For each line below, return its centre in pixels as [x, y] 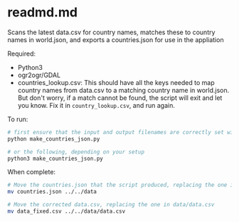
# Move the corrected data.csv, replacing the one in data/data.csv [111, 205]
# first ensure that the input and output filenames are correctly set [116, 132]
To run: [18, 119]
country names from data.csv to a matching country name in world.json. [123, 90]
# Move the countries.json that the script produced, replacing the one [117, 185]
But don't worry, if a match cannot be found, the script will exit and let [120, 98]
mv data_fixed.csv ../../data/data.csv [67, 211]
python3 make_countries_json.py [55, 158]
